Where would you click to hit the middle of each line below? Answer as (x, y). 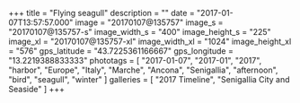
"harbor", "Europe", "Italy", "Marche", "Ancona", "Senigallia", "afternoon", (143, 70)
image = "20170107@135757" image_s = (149, 22)
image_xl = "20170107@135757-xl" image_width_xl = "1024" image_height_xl (150, 41)
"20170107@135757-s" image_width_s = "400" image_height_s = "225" (140, 32)
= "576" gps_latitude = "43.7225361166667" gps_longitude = (121, 51)
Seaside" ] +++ (36, 89)
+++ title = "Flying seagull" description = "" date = (101, 13)
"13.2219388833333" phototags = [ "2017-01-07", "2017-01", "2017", (135, 60)
